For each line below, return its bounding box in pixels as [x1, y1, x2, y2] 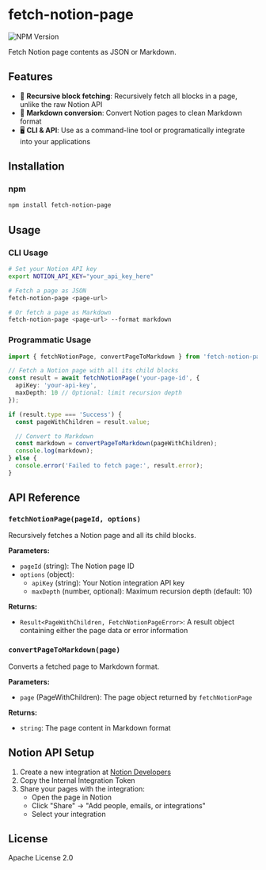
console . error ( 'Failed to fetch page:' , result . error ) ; [15, 462, 203, 470]
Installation [8, 160, 65, 174]
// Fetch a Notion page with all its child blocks [8, 367, 179, 375]
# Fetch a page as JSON [8, 287, 87, 295]
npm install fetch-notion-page [8, 201, 112, 209]
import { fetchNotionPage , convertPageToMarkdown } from [8, 353, 200, 361]
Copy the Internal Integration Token [19, 775, 136, 785]
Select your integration [31, 809, 106, 818]
